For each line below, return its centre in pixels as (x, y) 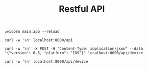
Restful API (82, 9)
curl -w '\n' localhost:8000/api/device (47, 61)
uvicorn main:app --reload (32, 31)
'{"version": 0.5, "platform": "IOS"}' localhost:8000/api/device (74, 53)
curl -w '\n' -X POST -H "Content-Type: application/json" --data (74, 48)
